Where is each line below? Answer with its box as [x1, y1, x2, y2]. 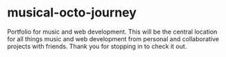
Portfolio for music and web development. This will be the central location [7, 27, 218, 36]
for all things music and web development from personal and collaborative [7, 34, 220, 43]
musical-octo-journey [7, 5, 137, 21]
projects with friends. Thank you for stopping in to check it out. [7, 42, 187, 50]
